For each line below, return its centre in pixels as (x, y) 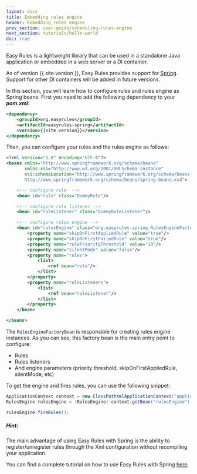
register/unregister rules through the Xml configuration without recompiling (97, 446)
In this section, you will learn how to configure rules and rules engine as (93, 91)
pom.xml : (18, 103)
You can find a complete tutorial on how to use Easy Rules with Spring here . (98, 464)
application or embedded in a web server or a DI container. (77, 62)
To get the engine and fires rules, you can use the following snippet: (88, 386)
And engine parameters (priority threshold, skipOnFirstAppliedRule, (96, 368)
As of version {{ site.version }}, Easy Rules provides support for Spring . (92, 73)
